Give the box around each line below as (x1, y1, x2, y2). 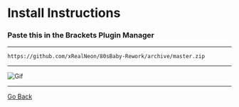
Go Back (7, 92, 33, 101)
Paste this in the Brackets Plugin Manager (7, 30, 154, 40)
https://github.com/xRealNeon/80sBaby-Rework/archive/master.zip (7, 53, 205, 60)
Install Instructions (7, 5, 121, 21)
